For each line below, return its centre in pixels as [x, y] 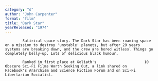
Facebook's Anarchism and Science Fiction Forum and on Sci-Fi [70, 71]
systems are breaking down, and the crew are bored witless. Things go [79, 49]
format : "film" [20, 18]
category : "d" [19, 9]
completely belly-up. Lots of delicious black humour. [62, 54]
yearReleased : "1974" [27, 28]
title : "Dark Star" [25, 23]
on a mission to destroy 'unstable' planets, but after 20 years [72, 45]
